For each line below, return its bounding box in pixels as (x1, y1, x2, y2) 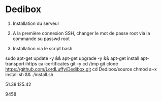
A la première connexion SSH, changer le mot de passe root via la (12, 30, 150, 36)
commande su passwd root (12, 36, 70, 42)
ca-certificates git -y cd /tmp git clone (38, 60, 118, 66)
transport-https (5, 60, 37, 66)
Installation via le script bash (12, 45, 73, 51)
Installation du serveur (12, 20, 60, 26)
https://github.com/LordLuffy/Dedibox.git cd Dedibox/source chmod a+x (5, 66, 157, 72)
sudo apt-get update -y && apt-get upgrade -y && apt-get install (5, 55, 140, 61)
